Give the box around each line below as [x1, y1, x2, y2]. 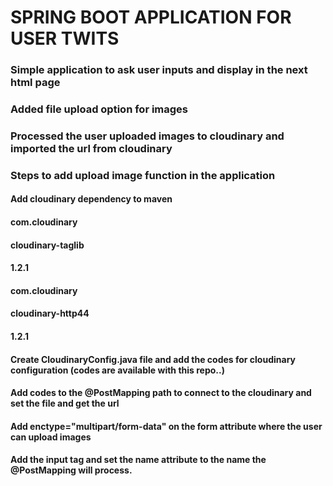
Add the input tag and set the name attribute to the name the [10, 454, 267, 466]
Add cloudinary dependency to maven [10, 193, 173, 205]
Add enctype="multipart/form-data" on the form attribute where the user [10, 420, 323, 432]
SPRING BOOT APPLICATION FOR [10, 6, 292, 29]
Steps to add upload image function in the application [10, 168, 276, 182]
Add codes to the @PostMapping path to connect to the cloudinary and [10, 387, 312, 399]
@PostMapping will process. [10, 464, 133, 476]
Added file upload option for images [10, 102, 189, 116]
